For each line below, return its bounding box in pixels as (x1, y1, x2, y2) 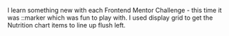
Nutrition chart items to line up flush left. (7, 21, 126, 29)
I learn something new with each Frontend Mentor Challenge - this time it (7, 6, 223, 14)
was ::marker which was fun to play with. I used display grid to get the (7, 13, 213, 22)
